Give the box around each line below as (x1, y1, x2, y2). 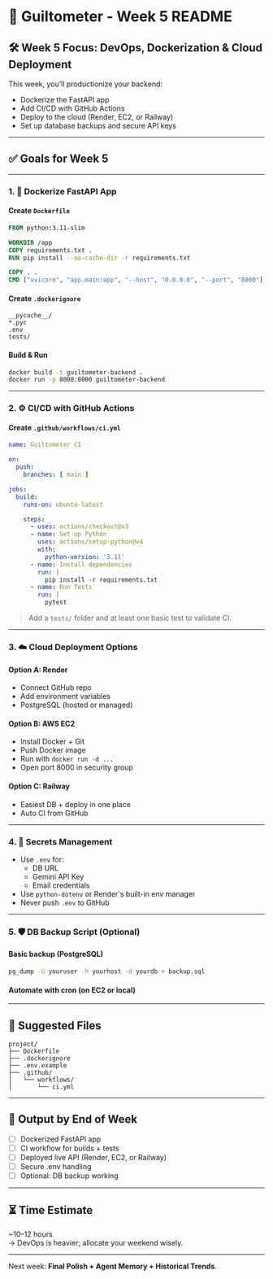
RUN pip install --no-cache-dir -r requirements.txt (8, 254, 191, 262)
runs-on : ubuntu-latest (23, 500, 104, 509)
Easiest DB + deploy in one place (19, 799, 132, 809)
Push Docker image (19, 745, 87, 755)
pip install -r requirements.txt (44, 575, 158, 584)
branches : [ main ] (23, 471, 89, 479)
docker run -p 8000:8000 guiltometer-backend (8, 376, 165, 384)
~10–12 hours (8, 1229, 53, 1239)
